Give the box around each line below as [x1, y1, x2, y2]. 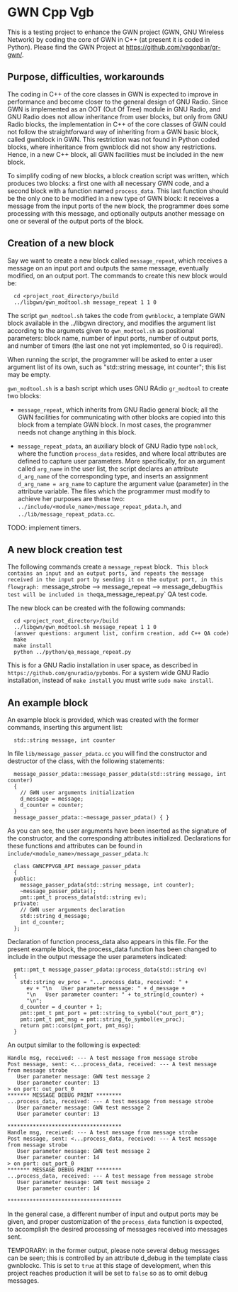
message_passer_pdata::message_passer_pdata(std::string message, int [13, 771, 227, 778]
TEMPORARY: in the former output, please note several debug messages [7, 1247, 220, 1255]
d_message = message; [20, 796, 84, 803]
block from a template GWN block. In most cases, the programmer [17, 420, 212, 429]
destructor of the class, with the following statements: [7, 757, 165, 765]
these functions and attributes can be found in [7, 842, 143, 850]
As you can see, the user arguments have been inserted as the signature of [7, 826, 227, 835]
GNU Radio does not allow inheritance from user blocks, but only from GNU [7, 112, 228, 121]
